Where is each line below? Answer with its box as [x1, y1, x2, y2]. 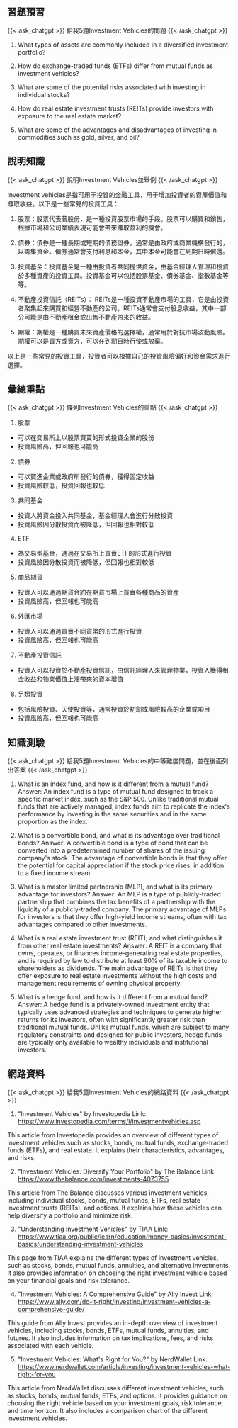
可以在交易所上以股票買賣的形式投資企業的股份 [17, 434, 154, 442]
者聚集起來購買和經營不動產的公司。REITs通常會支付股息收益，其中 [17, 303, 215, 313]
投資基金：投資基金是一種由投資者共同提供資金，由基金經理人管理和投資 [17, 262, 229, 271]
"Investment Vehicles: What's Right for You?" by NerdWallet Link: [17, 1355, 208, 1364]
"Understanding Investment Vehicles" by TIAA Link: [17, 1225, 169, 1234]
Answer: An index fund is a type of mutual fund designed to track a [17, 787, 214, 796]
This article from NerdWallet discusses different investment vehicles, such [7, 1384, 225, 1393]
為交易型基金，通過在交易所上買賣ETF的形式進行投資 [17, 549, 172, 558]
